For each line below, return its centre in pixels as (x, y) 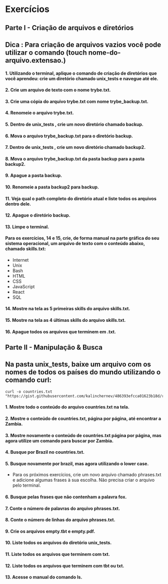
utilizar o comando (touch (46, 52)
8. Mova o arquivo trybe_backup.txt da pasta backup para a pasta (75, 158)
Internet (20, 260)
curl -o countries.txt (29, 392)
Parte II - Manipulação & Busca (54, 348)
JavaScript (23, 286)
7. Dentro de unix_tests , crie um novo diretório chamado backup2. (75, 147)
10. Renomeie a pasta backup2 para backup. (52, 187)
